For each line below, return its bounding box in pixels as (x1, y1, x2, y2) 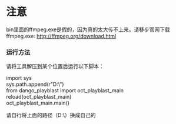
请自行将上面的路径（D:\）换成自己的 (6, 112, 96, 119)
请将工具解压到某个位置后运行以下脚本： (6, 63, 104, 70)
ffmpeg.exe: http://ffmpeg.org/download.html (6, 32, 117, 39)
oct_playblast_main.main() (6, 99, 69, 106)
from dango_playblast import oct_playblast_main (6, 87, 124, 94)
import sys (6, 75, 32, 82)
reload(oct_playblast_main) (6, 93, 72, 100)
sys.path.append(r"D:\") (6, 81, 64, 88)
